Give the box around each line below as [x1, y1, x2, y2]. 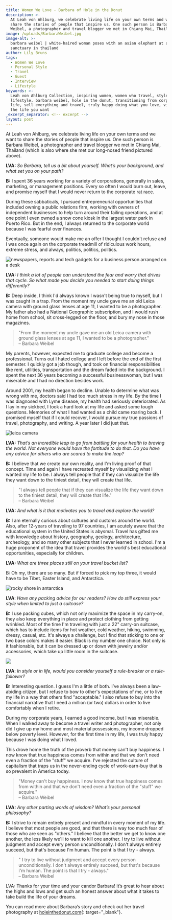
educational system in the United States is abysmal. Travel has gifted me [6, 528, 159, 534]
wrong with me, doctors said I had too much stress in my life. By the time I [6, 393, 161, 399]
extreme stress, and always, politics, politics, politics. [6, 246, 118, 252]
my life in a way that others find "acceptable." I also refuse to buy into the [6, 694, 160, 700]
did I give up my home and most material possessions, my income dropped [6, 725, 164, 731]
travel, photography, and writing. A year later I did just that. [6, 420, 130, 426]
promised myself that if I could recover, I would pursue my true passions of [6, 415, 163, 421]
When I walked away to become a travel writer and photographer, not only [6, 720, 162, 726]
